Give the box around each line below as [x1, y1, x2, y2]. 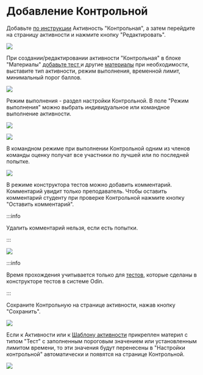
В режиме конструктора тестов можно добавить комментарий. [6, 181, 173, 188]
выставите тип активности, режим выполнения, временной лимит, [6, 67, 181, 75]
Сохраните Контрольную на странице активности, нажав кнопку [6, 301, 176, 308]
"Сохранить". [6, 307, 41, 315]
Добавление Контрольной [6, 4, 148, 18]
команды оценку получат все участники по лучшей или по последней [6, 151, 189, 158]
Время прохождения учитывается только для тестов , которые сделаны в [6, 271, 197, 279]
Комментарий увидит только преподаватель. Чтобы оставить [6, 188, 168, 195]
